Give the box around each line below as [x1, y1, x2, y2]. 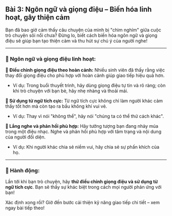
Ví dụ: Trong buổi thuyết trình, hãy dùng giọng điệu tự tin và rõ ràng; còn [12, 83, 166, 89]
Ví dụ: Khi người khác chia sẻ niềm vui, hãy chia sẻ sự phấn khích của [12, 144, 160, 150]
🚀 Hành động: [5, 167, 40, 174]
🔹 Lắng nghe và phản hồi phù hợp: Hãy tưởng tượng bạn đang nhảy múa [5, 123, 159, 129]
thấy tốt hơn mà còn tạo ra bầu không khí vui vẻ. [5, 103, 107, 109]
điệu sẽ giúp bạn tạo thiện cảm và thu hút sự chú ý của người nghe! [5, 37, 147, 44]
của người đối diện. [5, 134, 46, 140]
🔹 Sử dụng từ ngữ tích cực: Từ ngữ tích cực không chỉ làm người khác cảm [5, 98, 163, 104]
